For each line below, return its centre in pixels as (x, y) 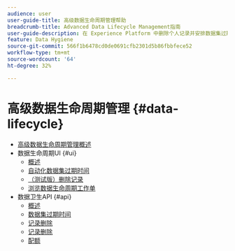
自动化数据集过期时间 (58, 170)
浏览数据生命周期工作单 (62, 188)
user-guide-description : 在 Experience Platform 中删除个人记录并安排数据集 (114, 33)
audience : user (29, 14)
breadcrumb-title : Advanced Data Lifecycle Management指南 (94, 27)
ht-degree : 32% (29, 66)
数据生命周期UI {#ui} (47, 153)
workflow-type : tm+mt (39, 53)
